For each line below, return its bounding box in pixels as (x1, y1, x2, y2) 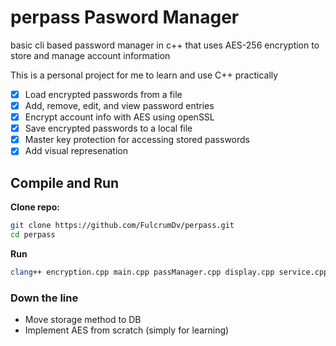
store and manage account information (10, 49, 171, 61)
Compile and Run (10, 174, 120, 191)
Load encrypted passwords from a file (24, 88, 183, 100)
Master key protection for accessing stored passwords (24, 134, 250, 146)
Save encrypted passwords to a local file (24, 122, 193, 135)
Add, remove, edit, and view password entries (24, 100, 215, 111)
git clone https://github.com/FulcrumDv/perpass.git (10, 221, 235, 231)
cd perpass (10, 230, 56, 240)
